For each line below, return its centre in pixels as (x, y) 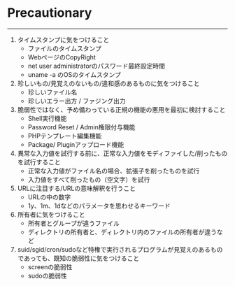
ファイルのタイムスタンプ (64, 48)
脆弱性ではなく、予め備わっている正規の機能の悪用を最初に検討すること (121, 109)
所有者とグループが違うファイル (74, 223)
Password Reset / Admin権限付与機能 (81, 127)
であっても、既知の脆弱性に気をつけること (78, 258)
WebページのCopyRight (62, 57)
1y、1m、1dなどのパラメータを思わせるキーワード (99, 206)
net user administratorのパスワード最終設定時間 (97, 66)
